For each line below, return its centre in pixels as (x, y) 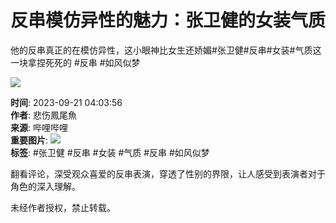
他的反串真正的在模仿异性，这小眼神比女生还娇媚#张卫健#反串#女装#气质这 (166, 50)
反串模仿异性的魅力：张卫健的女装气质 (168, 20)
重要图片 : (29, 140)
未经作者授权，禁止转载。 (63, 207)
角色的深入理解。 (45, 186)
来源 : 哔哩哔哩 (39, 127)
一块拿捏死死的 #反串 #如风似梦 (75, 62)
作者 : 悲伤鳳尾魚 (43, 115)
